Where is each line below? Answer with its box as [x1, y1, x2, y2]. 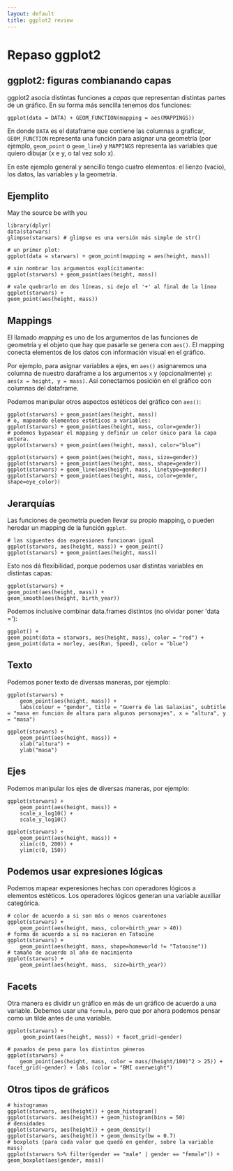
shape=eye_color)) [7, 479, 61, 486]
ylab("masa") [20, 746, 58, 753]
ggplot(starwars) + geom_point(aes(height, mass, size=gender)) [7, 454, 198, 461]
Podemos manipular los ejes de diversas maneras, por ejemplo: [7, 784, 190, 792]
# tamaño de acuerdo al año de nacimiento [7, 949, 133, 956]
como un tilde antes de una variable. [7, 1014, 112, 1023]
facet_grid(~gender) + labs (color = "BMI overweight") [7, 1065, 173, 1072]
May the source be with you [7, 209, 87, 217]
